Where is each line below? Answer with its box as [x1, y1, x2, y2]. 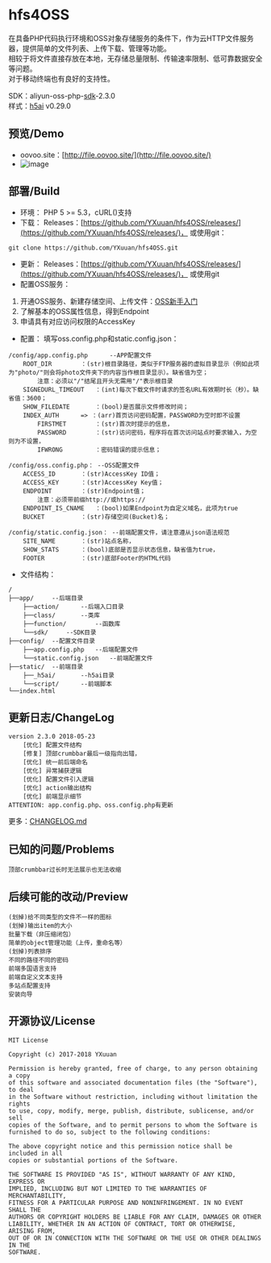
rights [8, 1100, 31, 1108]
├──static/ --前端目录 [8, 662, 83, 671]
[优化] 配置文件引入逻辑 [23, 775, 94, 784]
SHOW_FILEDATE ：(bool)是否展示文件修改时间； [23, 402, 190, 411]
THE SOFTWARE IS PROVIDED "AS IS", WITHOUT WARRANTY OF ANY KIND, [8, 1170, 236, 1178]
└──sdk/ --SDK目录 [23, 628, 97, 636]
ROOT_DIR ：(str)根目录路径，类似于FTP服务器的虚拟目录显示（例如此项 [23, 359, 260, 368]
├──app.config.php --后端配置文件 [23, 645, 139, 653]
